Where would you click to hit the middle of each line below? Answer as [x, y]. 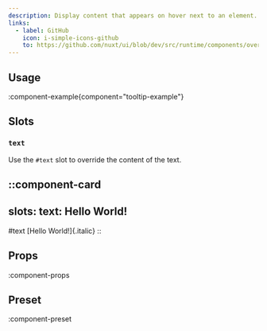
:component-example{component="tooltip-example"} [96, 96]
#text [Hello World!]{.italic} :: [55, 231]
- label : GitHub [42, 30]
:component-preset [40, 319]
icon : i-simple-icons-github [71, 38]
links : [19, 23]
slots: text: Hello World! [68, 212]
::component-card [55, 185]
